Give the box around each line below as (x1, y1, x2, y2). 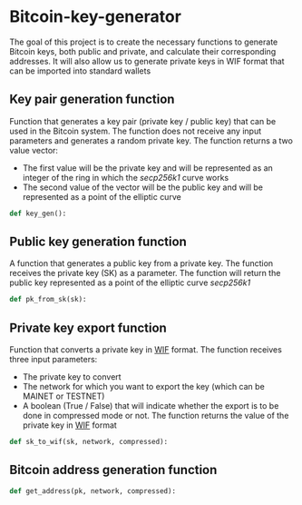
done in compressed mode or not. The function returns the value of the (22, 411, 289, 421)
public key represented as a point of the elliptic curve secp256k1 (9, 277, 251, 288)
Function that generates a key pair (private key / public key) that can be (9, 115, 277, 126)
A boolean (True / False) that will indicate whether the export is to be (22, 401, 279, 411)
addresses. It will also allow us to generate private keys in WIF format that (9, 55, 285, 66)
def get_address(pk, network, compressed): (9, 486, 177, 496)
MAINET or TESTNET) (22, 391, 105, 401)
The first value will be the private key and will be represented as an (22, 162, 274, 173)
